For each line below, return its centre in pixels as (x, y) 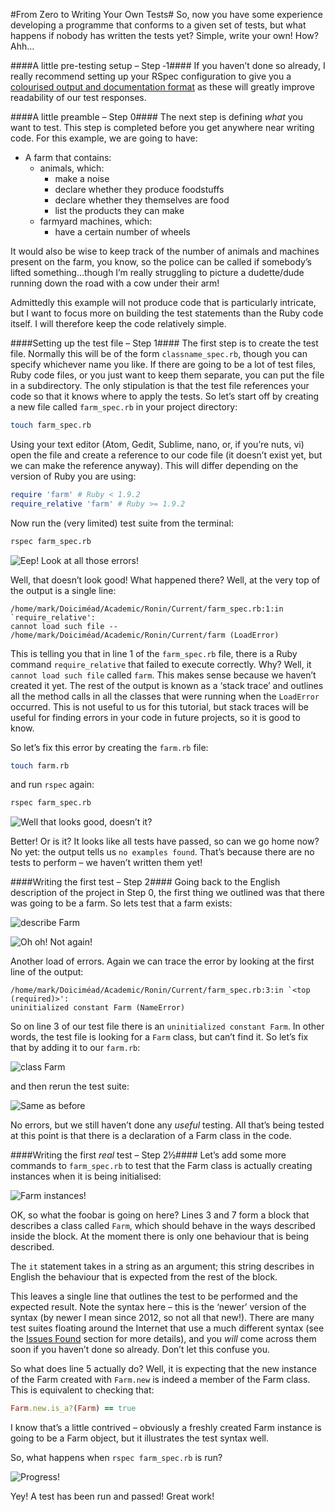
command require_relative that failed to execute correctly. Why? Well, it (161, 664)
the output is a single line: (63, 590)
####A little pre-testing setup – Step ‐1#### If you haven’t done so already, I (168, 65)
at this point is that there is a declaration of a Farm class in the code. (151, 1136)
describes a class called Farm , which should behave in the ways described (163, 1226)
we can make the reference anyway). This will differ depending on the (154, 465)
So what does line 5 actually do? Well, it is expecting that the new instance (163, 1369)
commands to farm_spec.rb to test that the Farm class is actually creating (161, 1166)
